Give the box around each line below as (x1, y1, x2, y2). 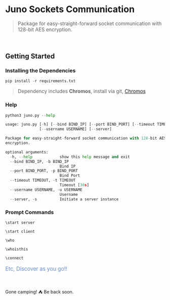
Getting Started (5, 52, 55, 60)
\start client (5, 229, 35, 234)
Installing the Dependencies (5, 67, 76, 74)
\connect (5, 255, 24, 261)
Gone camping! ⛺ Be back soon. (5, 289, 74, 295)
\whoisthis (5, 246, 28, 251)
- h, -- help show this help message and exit (10, 154, 130, 159)
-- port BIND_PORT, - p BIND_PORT (10, 168, 78, 174)
